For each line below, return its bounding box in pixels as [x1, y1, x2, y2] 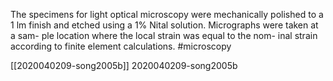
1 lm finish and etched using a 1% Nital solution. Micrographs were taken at [10, 19, 319, 31]
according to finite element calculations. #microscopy [10, 40, 232, 52]
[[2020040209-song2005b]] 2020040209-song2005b [10, 60, 238, 71]
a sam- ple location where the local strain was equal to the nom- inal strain [10, 30, 318, 41]
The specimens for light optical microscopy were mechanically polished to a [10, 9, 324, 20]
